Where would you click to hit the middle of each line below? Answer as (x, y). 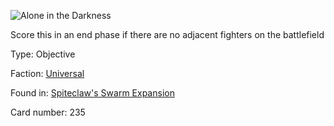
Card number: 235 (48, 112)
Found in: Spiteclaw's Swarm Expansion (92, 93)
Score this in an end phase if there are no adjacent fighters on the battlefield (167, 34)
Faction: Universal (47, 73)
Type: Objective (43, 54)
